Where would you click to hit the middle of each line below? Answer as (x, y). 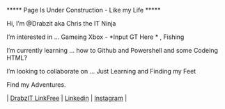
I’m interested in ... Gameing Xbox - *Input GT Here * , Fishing (95, 37)
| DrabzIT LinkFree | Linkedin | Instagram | (67, 98)
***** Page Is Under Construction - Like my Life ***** (84, 10)
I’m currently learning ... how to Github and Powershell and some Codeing (113, 50)
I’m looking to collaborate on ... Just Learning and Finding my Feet (101, 71)
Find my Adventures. (37, 85)
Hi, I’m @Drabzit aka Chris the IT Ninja (61, 23)
